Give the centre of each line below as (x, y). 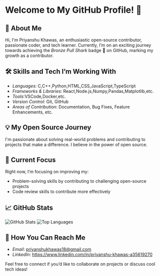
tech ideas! (16, 269)
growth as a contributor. (30, 55)
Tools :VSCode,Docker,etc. (39, 96)
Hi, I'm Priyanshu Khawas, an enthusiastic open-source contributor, (74, 40)
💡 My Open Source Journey (48, 127)
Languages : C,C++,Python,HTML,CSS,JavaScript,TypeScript (74, 86)
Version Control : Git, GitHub (40, 101)
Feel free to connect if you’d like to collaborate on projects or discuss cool (80, 264)
